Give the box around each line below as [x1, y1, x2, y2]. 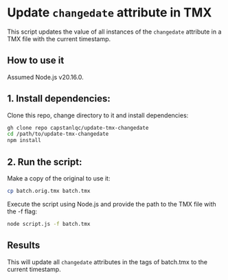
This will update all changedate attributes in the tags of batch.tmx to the [7, 257, 208, 266]
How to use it [7, 55, 65, 67]
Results [7, 240, 41, 251]
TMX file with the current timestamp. [7, 34, 111, 43]
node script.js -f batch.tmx [7, 220, 91, 227]
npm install [7, 137, 41, 144]
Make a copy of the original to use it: [7, 174, 111, 183]
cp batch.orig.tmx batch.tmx [7, 187, 91, 194]
